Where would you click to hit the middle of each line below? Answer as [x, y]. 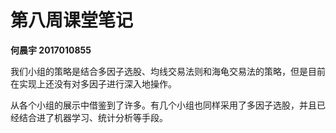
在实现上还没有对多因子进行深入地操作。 [93, 83]
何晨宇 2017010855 [51, 50]
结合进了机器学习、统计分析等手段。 [93, 117]
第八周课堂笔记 [72, 20]
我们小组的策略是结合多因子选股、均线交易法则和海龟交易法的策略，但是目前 [168, 71]
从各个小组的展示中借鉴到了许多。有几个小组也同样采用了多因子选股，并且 [163, 105]
